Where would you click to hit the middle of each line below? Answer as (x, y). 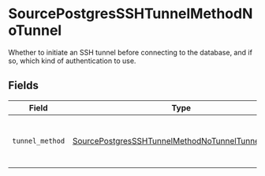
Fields (24, 86)
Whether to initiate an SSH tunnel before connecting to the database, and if (130, 52)
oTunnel (35, 30)
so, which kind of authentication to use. (72, 61)
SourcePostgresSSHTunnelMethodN (131, 14)
